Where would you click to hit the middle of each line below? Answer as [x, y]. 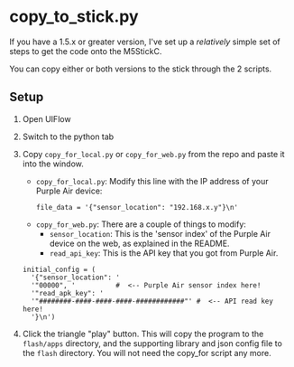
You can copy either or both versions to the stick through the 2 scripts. [141, 69]
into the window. [53, 164]
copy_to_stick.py [74, 17]
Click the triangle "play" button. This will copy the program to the [143, 334]
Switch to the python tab [68, 136]
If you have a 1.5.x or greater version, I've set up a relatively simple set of [145, 42]
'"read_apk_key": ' [67, 293]
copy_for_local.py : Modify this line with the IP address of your [152, 181]
